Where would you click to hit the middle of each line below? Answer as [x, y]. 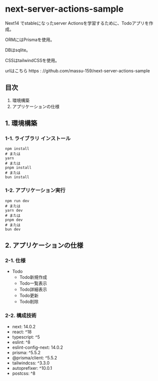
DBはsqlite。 [18, 50]
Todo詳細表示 [33, 290]
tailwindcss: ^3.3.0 [31, 363]
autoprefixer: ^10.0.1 [32, 368]
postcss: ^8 [24, 373]
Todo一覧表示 [33, 283]
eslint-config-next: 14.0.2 [37, 347]
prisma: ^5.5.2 [26, 352]
